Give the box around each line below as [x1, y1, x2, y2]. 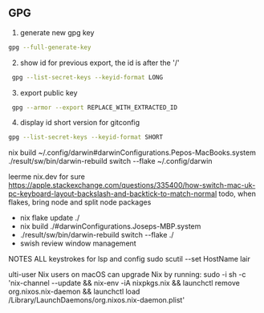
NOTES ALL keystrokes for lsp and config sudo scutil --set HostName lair [8, 254, 251, 264]
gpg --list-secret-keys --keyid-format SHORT [8, 133, 163, 141]
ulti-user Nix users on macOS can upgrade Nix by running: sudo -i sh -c [8, 270, 246, 279]
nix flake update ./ [19, 213, 80, 223]
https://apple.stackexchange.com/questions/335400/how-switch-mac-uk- [8, 181, 256, 190]
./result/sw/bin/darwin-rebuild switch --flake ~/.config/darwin [8, 156, 213, 166]
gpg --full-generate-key [8, 43, 91, 51]
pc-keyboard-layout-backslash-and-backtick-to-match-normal [8, 189, 217, 199]
